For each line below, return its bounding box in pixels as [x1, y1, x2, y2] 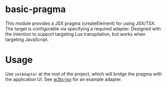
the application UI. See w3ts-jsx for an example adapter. [5, 76, 122, 82]
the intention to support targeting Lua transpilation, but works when [5, 31, 145, 37]
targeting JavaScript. [5, 36, 49, 42]
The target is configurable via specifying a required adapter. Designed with [5, 25, 161, 31]
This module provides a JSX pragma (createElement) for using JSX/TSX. [5, 20, 156, 26]
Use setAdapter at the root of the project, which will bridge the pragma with [5, 71, 162, 77]
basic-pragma [5, 4, 66, 15]
